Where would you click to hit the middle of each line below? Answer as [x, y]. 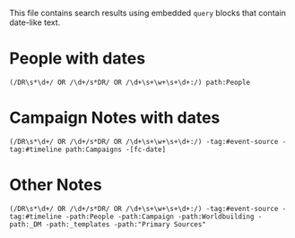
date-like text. [35, 22]
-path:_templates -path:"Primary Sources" [126, 224]
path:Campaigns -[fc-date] [116, 149]
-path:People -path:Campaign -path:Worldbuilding [160, 217]
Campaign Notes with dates [115, 118]
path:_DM [26, 224]
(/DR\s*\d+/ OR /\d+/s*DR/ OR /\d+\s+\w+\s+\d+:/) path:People [130, 82]
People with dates [78, 59]
